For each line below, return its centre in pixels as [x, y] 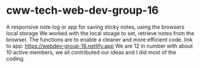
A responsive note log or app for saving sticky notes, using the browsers [96, 27]
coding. [16, 58]
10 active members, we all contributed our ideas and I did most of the [91, 52]
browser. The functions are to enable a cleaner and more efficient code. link [99, 39]
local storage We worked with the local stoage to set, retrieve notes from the [100, 33]
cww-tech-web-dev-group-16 [82, 10]
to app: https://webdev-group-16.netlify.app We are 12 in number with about [99, 46]
